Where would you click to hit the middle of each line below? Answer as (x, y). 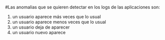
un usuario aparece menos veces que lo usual (59, 22)
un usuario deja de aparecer (41, 27)
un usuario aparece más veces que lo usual (57, 17)
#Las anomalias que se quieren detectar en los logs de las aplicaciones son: (83, 7)
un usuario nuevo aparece (39, 32)
